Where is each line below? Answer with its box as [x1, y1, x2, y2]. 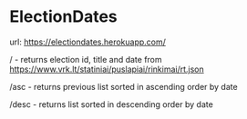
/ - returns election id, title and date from [9, 54, 162, 64]
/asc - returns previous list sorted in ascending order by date [9, 81, 239, 92]
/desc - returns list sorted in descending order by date [9, 98, 214, 110]
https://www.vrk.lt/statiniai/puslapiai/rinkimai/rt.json [9, 64, 205, 74]
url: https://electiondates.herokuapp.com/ [9, 36, 167, 47]
